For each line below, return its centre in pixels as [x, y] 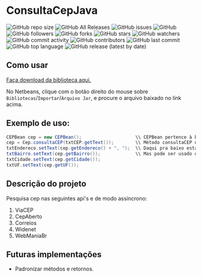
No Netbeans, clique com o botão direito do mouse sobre [77, 92]
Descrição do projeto [46, 184]
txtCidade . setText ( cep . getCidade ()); [54, 160]
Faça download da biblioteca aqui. [49, 79]
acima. [14, 104]
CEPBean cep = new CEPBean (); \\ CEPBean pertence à [99, 137]
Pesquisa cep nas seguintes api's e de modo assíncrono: [77, 198]
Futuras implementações [54, 254]
